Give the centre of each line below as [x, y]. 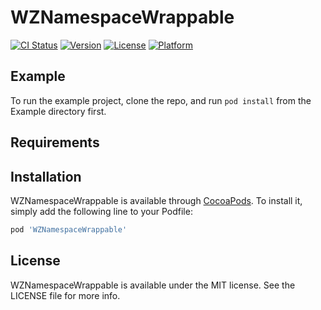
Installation [46, 176]
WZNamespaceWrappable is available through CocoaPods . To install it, [156, 200]
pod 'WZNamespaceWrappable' [69, 229]
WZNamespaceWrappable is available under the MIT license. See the [153, 285]
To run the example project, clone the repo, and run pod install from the [161, 100]
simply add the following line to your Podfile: [101, 211]
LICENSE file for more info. [65, 295]
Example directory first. [58, 111]
